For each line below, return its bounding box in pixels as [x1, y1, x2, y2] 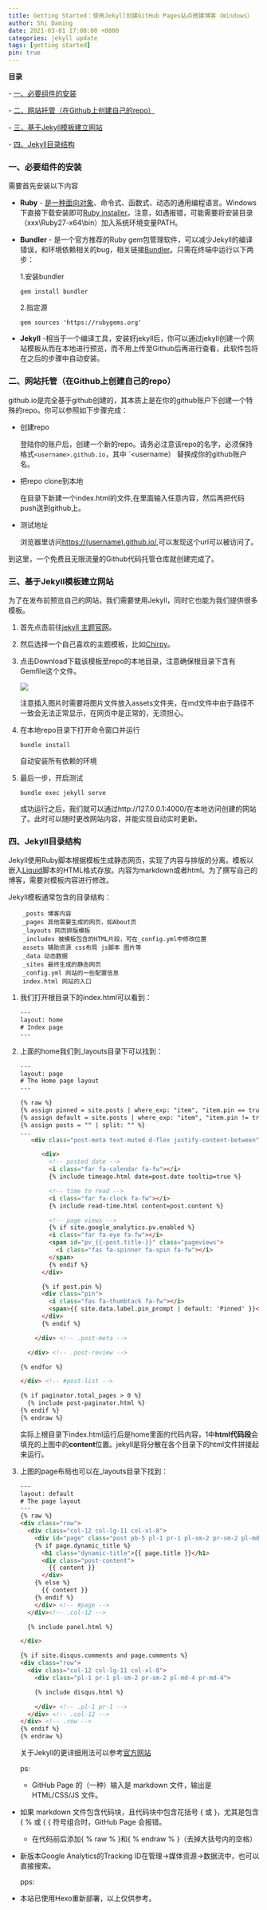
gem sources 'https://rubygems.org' [19, 318, 142, 327]
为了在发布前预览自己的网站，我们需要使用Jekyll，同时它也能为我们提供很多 [8, 595, 258, 605]
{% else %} [34, 1579, 71, 1587]
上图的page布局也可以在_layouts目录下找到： [19, 1466, 169, 1476]
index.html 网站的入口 [22, 978, 92, 986]
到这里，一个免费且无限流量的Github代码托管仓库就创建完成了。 [8, 554, 219, 564]
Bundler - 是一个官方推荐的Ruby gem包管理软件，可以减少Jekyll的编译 [19, 235, 253, 244]
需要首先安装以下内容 [8, 181, 78, 191]
